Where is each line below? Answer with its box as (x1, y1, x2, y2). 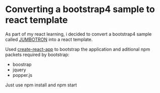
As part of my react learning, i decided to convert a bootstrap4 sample (5, 31, 152, 37)
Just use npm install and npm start (5, 82, 77, 88)
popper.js (12, 72, 33, 78)
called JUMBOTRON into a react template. (5, 36, 93, 42)
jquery (12, 67, 26, 73)
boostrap (12, 61, 32, 67)
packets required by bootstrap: (5, 52, 70, 58)
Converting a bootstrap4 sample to (5, 4, 155, 15)
